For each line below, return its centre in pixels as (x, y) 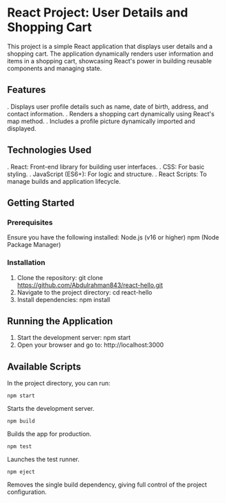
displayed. (22, 128)
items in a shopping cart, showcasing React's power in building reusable (110, 61)
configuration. (27, 492)
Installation (26, 263)
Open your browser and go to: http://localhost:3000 (90, 345)
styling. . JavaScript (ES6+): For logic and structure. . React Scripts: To (107, 174)
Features (26, 90)
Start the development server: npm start (74, 338)
